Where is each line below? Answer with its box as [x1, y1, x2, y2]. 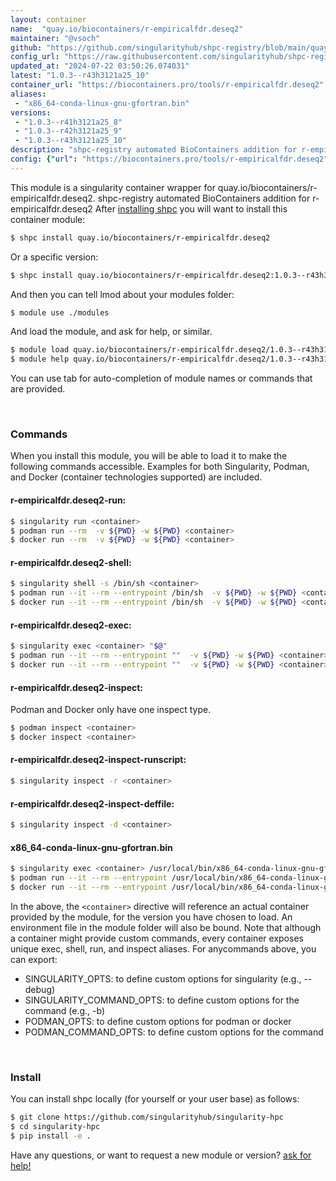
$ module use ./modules [10, 307, 110, 318]
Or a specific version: [10, 251, 99, 263]
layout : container [10, 14, 87, 25]
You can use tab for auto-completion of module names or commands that [10, 372, 313, 385]
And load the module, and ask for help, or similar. [10, 326, 213, 338]
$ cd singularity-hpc [10, 1122, 101, 1132]
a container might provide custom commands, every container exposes [10, 932, 304, 944]
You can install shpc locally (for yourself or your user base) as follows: [10, 1093, 300, 1105]
